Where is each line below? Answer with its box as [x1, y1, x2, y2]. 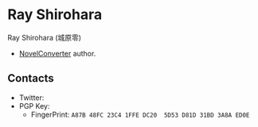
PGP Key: [18, 101, 50, 110]
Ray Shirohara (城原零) [7, 33, 81, 42]
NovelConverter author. [18, 48, 96, 58]
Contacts [7, 71, 55, 85]
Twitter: [18, 93, 45, 102]
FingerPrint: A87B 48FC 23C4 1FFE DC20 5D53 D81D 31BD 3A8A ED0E [30, 110, 250, 119]
